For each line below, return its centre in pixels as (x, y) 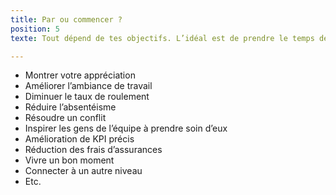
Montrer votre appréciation (80, 75)
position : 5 (35, 29)
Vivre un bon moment (69, 160)
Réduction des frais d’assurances (93, 150)
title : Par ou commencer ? (66, 19)
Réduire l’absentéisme (70, 107)
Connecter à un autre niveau (83, 171)
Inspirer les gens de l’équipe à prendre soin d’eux (126, 128)
